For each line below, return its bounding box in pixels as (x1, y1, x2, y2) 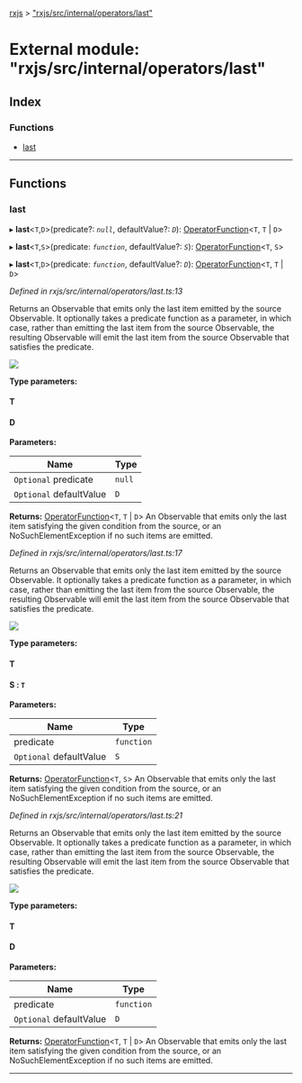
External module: (9, 40, 140, 59)
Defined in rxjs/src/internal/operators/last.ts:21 (9, 810, 183, 821)
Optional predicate (13, 473, 94, 486)
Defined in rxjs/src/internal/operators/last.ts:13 (9, 286, 183, 296)
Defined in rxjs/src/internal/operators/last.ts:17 (9, 548, 182, 559)
